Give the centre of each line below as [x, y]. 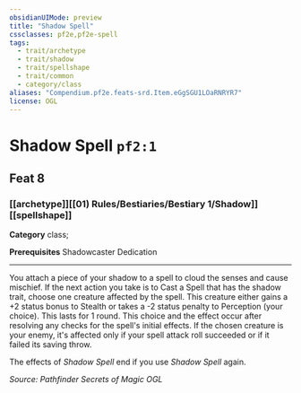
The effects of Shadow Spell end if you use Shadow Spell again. [128, 362]
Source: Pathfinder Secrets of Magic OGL [86, 380]
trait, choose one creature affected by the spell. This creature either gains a [149, 297]
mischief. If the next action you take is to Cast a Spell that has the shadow [146, 287]
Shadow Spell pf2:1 [83, 145]
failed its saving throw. [51, 345]
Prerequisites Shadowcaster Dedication [83, 252]
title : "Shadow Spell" [52, 26]
